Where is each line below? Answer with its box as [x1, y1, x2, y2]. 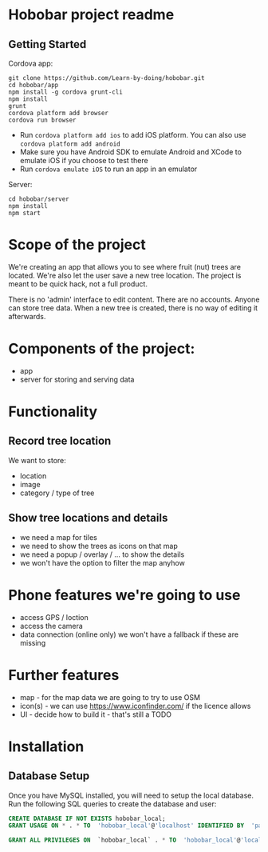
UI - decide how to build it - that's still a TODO [19, 710, 171, 719]
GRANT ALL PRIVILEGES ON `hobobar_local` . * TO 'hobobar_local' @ [8, 836, 241, 845]
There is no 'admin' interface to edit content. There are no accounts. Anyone [8, 294, 260, 304]
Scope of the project [8, 236, 146, 254]
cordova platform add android [19, 140, 121, 148]
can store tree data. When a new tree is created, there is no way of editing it [8, 302, 258, 313]
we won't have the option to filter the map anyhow [19, 558, 185, 567]
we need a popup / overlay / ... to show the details [19, 550, 185, 559]
